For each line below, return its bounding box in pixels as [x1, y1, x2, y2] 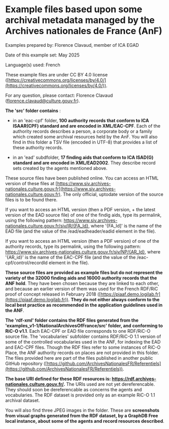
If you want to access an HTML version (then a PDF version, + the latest [5, 206, 156, 212]
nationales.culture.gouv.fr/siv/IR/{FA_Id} [5, 222, 89, 228]
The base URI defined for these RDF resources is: [5, 376, 111, 382]
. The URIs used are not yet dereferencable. [63, 381, 155, 387]
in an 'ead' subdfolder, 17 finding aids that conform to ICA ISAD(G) [12, 154, 154, 160]
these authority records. [12, 144, 63, 151]
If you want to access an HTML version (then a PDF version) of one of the [5, 238, 159, 244]
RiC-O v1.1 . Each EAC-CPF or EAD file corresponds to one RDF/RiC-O [5, 328, 151, 334]
